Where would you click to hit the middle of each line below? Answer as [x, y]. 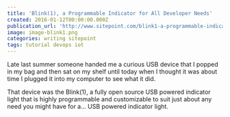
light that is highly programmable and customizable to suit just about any [110, 99]
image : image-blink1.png [42, 32]
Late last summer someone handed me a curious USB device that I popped [113, 64]
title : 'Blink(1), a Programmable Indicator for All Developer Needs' [110, 13]
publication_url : [32, 26]
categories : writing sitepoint [52, 39]
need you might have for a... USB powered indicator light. [88, 106]
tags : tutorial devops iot [46, 45]
